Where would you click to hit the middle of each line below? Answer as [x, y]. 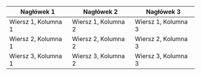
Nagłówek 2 [100, 12]
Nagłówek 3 [163, 12]
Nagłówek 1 [38, 12]
